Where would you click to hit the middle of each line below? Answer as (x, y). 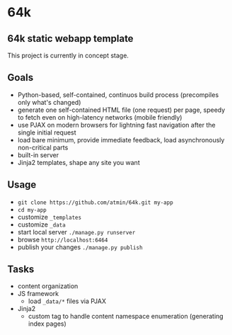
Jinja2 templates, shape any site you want (79, 162)
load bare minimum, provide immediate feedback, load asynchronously (121, 140)
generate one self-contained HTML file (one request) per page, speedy (121, 110)
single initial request (47, 132)
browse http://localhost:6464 (63, 239)
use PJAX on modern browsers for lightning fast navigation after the (116, 125)
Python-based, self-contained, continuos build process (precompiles (118, 95)
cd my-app (32, 210)
